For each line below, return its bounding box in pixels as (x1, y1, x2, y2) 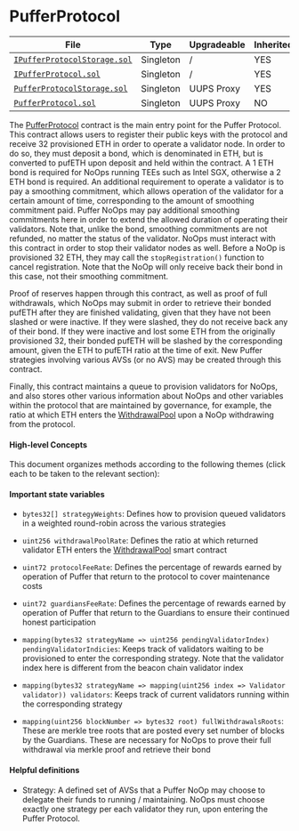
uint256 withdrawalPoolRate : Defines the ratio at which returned (21, 536, 259, 546)
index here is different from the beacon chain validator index (21, 663, 244, 674)
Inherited (254, 38, 294, 51)
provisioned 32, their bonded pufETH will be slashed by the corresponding (9, 335, 283, 346)
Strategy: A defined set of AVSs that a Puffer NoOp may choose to (21, 785, 265, 795)
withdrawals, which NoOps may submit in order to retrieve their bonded (9, 297, 271, 308)
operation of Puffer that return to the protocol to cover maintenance (21, 571, 271, 582)
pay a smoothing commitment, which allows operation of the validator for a (9, 185, 284, 197)
